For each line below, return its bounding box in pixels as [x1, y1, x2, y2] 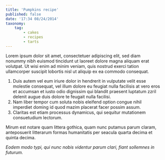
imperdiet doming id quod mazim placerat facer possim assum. [12, 104, 141, 110]
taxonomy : [5, 21, 26, 26]
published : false [5, 12, 41, 17]
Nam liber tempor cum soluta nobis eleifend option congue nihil [12, 99, 142, 105]
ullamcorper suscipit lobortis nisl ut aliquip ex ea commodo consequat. [5, 68, 149, 74]
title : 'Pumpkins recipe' [5, 7, 59, 12]
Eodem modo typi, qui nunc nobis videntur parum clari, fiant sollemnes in [5, 144, 155, 150]
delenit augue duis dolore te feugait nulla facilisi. [12, 94, 111, 99]
